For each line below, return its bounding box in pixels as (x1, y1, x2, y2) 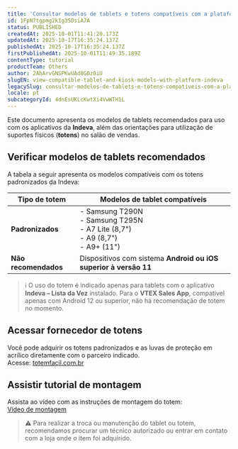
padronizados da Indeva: (7, 177, 80, 186)
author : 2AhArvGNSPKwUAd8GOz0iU (7, 70, 103, 77)
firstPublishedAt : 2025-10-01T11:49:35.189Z (7, 50, 141, 57)
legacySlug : (7, 83, 42, 90)
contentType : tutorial (7, 57, 74, 64)
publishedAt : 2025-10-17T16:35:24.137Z (7, 43, 125, 50)
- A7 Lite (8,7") (79, 224, 132, 234)
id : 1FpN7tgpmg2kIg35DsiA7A (7, 17, 91, 24)
